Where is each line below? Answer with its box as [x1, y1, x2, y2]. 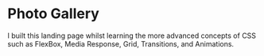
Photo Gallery [7, 5, 100, 23]
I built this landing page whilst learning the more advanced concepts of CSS [7, 31, 256, 40]
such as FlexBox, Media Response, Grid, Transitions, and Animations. [7, 39, 235, 48]
